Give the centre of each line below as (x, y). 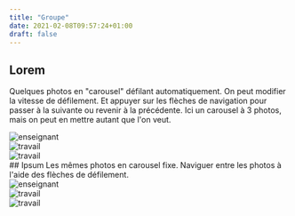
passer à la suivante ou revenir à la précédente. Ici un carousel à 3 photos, (145, 110)
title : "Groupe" (39, 17)
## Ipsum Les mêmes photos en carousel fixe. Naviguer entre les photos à (145, 165)
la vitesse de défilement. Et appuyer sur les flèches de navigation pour (138, 101)
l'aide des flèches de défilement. (69, 175)
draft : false (33, 34)
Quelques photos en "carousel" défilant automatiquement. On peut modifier (147, 92)
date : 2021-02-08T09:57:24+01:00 (71, 26)
